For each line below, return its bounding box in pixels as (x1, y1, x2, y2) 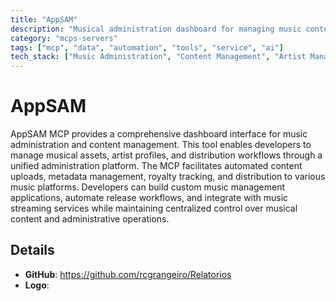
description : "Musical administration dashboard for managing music (10, 24, 302, 34)
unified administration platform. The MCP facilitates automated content (10, 160, 303, 172)
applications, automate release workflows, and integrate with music (10, 192, 289, 204)
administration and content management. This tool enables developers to (10, 139, 312, 151)
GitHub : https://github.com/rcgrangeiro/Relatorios (24, 268, 232, 280)
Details (10, 242, 55, 259)
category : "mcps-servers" (10, 33, 118, 43)
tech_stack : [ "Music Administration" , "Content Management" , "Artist (10, 52, 307, 62)
